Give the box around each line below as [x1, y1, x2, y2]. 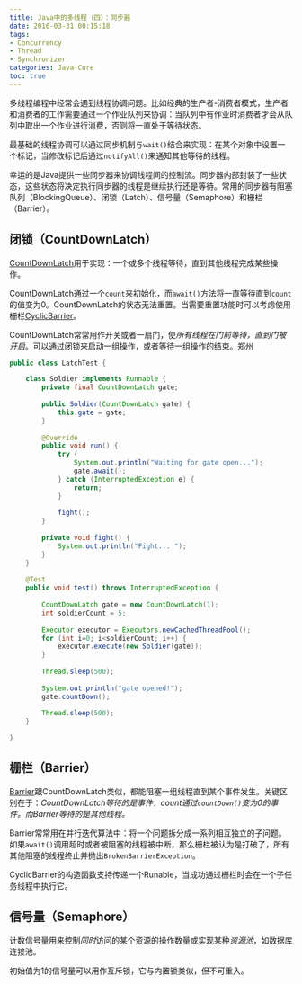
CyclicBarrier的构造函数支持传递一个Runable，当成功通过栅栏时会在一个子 [9, 869, 285, 880]
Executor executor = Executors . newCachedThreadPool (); [41, 625, 252, 634]
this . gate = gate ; [57, 408, 127, 417]
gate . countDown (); [41, 692, 111, 701]
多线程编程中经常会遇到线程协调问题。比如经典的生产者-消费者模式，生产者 [9, 97, 289, 108]
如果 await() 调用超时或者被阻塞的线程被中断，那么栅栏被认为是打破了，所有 [9, 838, 290, 849]
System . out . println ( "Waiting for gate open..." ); [73, 458, 263, 467]
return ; [73, 483, 102, 492]
